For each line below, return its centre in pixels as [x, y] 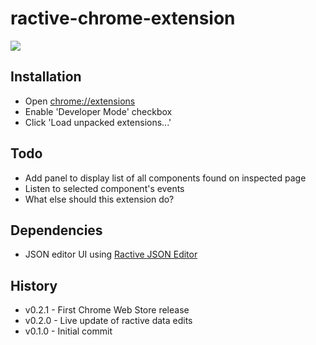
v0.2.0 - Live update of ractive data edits [108, 321]
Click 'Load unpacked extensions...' [98, 122]
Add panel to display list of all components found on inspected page [165, 178]
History [34, 285]
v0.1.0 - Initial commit [68, 331]
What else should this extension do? [99, 199]
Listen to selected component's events [104, 188]
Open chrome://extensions [80, 101]
